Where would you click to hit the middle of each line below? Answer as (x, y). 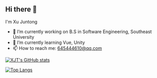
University (23, 37)
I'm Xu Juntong (21, 21)
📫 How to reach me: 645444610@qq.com (57, 48)
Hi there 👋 (21, 9)
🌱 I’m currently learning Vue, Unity (49, 42)
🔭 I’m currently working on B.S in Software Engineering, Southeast (82, 32)
